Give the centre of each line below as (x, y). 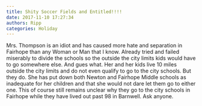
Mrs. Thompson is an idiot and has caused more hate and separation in (94, 46)
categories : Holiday (32, 28)
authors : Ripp (24, 23)
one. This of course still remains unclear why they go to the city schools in (98, 90)
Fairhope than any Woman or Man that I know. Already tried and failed (93, 52)
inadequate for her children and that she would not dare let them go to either (101, 84)
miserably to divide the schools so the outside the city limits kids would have (101, 58)
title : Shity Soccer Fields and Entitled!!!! (64, 12)
